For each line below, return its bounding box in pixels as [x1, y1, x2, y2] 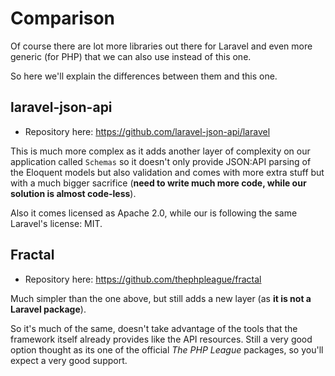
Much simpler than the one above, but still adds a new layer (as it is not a [10, 292, 312, 304]
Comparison [10, 7, 116, 30]
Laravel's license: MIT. [10, 217, 103, 229]
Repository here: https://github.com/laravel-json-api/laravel [24, 125, 271, 137]
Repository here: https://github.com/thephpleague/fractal [24, 273, 262, 285]
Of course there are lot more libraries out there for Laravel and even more [10, 40, 313, 52]
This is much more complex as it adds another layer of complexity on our [10, 145, 311, 157]
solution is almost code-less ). [10, 187, 137, 199]
